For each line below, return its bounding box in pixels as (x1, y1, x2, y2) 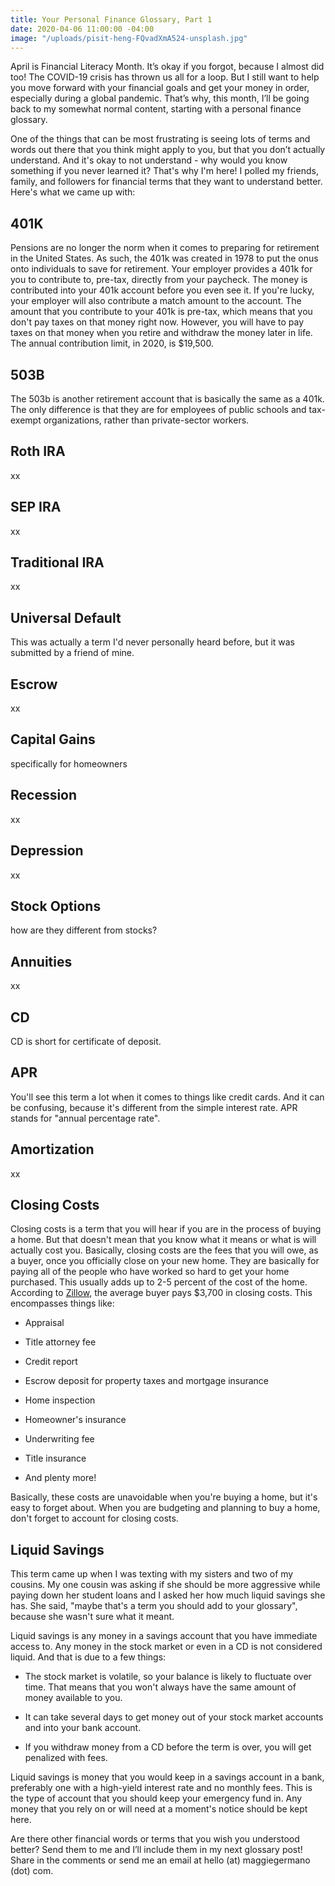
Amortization (10, 1141, 95, 1158)
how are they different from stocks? (10, 924, 158, 936)
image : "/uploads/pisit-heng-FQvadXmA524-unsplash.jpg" (10, 33, 248, 43)
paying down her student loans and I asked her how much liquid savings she (10, 1589, 326, 1601)
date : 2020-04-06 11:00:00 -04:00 (10, 24, 155, 34)
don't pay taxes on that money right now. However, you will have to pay (10, 316, 305, 328)
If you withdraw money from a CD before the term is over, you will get (24, 1741, 312, 1753)
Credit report (24, 1356, 78, 1368)
